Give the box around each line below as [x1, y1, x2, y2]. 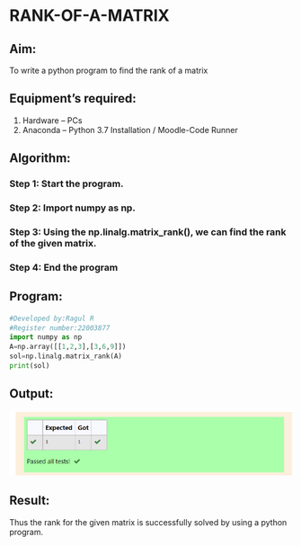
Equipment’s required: [9, 91, 137, 106]
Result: [9, 493, 50, 508]
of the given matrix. [9, 237, 97, 249]
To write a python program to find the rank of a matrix [9, 65, 208, 76]
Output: [9, 386, 54, 401]
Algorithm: [9, 150, 71, 166]
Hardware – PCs [22, 114, 83, 126]
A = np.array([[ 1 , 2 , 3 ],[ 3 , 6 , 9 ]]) [9, 343, 127, 352]
